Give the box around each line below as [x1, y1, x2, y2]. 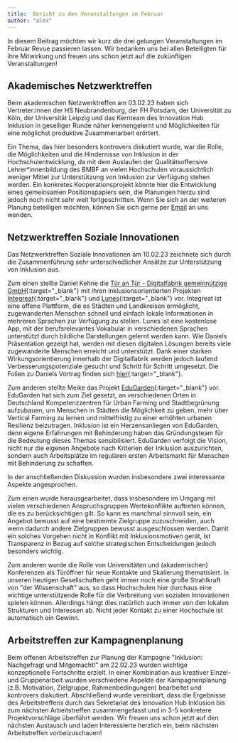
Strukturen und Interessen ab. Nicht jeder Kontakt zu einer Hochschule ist [7, 606, 223, 615]
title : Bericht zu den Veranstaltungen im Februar [7, 10, 163, 18]
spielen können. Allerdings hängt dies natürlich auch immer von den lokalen [7, 599, 229, 607]
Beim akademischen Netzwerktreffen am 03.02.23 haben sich [7, 99, 189, 107]
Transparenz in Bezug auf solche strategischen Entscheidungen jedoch [7, 540, 217, 548]
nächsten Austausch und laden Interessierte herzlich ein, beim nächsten [7, 721, 219, 729]
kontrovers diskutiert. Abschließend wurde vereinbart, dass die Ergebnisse [7, 690, 226, 699]
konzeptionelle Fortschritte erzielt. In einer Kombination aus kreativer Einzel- [7, 668, 231, 676]
